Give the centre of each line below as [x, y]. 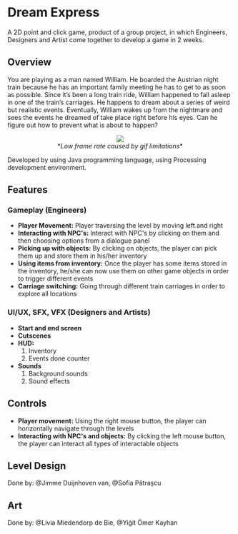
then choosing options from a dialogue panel [84, 241]
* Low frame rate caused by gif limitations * [120, 146]
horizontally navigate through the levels [76, 428]
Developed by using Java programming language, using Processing [107, 160]
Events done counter [59, 358]
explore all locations [47, 294]
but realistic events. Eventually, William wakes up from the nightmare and [115, 110]
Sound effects [49, 381]
